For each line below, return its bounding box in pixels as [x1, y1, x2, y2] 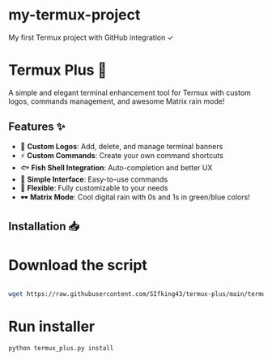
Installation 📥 [8, 220, 80, 234]
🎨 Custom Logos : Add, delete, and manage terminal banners [19, 141, 223, 151]
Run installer [8, 318, 96, 336]
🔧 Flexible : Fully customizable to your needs [19, 182, 168, 192]
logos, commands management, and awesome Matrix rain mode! [8, 96, 225, 106]
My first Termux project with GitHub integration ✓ [8, 32, 174, 42]
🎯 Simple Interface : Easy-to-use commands [19, 174, 168, 184]
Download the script [8, 256, 148, 275]
